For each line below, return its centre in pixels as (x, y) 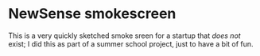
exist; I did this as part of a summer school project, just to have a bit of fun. (131, 43)
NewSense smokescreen (92, 14)
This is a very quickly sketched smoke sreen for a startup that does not (124, 35)
